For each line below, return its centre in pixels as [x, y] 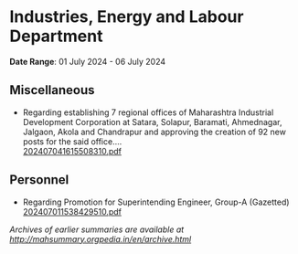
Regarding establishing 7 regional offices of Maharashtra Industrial [148, 112]
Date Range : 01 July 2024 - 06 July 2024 [88, 61]
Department [56, 36]
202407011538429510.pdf [72, 211]
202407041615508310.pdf [72, 151]
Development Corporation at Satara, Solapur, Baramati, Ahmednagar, [152, 122]
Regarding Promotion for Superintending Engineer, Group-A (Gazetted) [156, 202]
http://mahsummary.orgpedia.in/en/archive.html [101, 238]
